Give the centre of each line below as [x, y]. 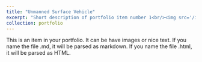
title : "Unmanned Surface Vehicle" [51, 12]
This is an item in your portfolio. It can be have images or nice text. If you [96, 40]
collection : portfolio [35, 23]
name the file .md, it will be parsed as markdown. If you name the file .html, [99, 46]
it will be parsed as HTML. [38, 53]
